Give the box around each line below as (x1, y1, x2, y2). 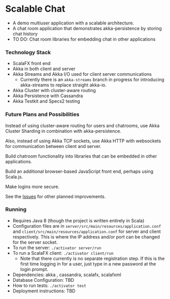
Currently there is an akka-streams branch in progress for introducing (20, 77, 165, 83)
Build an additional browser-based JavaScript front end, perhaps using (5, 168, 154, 174)
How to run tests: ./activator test (12, 282, 86, 288)
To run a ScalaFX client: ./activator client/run (12, 250, 114, 256)
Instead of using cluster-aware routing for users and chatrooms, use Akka (5, 123, 160, 129)
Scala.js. (5, 173, 23, 180)
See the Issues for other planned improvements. (5, 193, 106, 199)
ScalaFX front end (12, 61, 51, 67)
